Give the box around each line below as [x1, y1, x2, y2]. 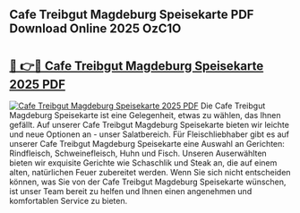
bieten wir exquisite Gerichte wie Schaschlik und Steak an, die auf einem [9, 158, 278, 168]
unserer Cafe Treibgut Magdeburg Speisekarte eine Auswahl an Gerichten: [9, 139, 285, 149]
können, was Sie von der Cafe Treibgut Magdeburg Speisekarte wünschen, [9, 176, 287, 187]
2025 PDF [9, 76, 65, 92]
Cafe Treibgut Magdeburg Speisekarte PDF [9, 7, 254, 22]
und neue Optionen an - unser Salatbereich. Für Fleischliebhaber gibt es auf [9, 129, 289, 140]
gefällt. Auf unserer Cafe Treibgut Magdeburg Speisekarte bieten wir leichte [9, 120, 289, 130]
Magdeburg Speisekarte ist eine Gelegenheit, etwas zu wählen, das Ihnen [9, 110, 281, 120]
